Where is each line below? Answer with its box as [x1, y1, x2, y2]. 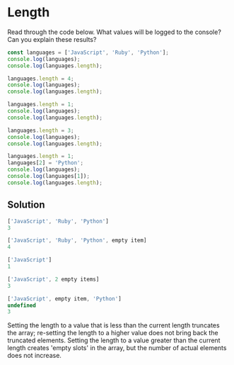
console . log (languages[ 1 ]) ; [7, 173, 90, 180]
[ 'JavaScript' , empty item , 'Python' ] [7, 295, 122, 302]
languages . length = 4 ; [7, 75, 74, 82]
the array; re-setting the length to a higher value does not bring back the [7, 329, 218, 337]
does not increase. [7, 352, 62, 360]
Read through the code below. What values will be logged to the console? [7, 28, 221, 36]
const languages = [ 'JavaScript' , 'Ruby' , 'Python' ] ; [7, 49, 170, 56]
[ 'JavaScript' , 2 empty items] [7, 276, 100, 283]
